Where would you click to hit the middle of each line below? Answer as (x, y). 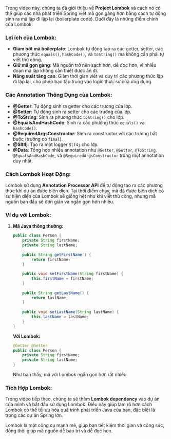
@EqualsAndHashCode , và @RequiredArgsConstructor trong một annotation (88, 155)
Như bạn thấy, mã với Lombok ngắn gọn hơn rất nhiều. (70, 375)
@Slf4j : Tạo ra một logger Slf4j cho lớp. (56, 144)
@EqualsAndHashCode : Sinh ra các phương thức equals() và (79, 122)
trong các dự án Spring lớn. (34, 415)
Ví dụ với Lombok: (28, 215)
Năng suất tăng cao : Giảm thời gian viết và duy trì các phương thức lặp (88, 76)
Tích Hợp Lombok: (29, 388)
